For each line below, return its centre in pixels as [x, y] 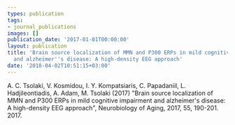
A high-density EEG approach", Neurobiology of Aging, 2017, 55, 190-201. [113, 108]
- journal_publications [42, 27]
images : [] [23, 33]
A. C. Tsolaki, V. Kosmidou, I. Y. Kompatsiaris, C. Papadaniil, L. [97, 85]
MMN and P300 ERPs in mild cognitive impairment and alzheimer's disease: [116, 100]
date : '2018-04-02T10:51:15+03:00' [59, 66]
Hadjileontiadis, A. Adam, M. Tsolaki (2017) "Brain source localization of [110, 93]
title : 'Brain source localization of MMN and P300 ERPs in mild [104, 53]
